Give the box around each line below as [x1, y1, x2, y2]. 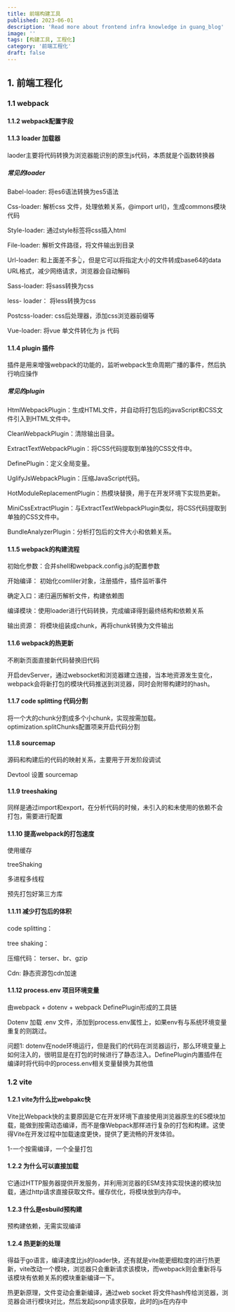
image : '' [7, 29, 36, 37]
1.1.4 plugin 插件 [7, 344, 55, 352]
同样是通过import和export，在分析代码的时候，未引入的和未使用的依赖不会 [7, 804, 223, 812]
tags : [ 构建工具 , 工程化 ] [7, 36, 76, 43]
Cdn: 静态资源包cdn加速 [7, 968, 77, 977]
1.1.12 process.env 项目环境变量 [7, 986, 100, 994]
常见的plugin [7, 386, 45, 395]
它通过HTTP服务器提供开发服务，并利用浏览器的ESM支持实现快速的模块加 [7, 1179, 222, 1187]
